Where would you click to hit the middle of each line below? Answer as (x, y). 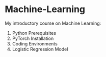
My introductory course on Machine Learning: (53, 23)
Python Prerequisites (34, 33)
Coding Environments (35, 43)
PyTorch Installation (33, 38)
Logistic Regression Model (40, 49)
